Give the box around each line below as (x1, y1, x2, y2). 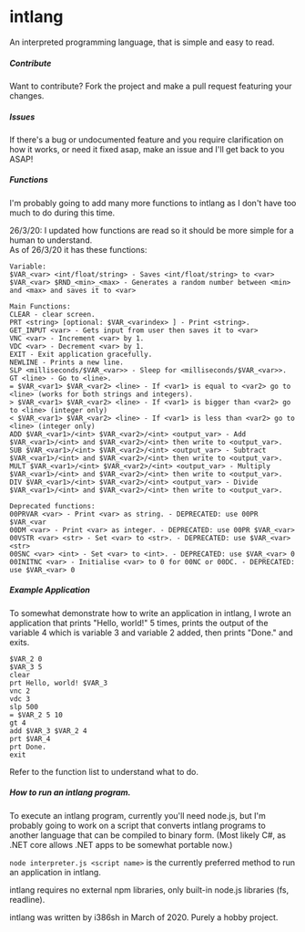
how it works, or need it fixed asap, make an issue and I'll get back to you (9, 143, 285, 154)
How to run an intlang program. (9, 787, 131, 798)
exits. (9, 636, 30, 647)
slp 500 (9, 702, 39, 711)
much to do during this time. (9, 207, 116, 218)
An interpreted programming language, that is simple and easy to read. (9, 37, 275, 47)
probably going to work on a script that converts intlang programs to (9, 820, 266, 831)
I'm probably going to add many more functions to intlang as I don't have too (9, 197, 297, 208)
